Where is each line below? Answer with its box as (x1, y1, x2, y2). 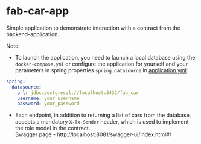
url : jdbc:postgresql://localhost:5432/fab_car (17, 89, 139, 96)
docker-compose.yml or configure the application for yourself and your (14, 60, 188, 67)
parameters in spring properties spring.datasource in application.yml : (14, 66, 188, 74)
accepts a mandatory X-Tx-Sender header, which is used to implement (14, 118, 189, 125)
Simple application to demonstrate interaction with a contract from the (6, 24, 181, 31)
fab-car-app (6, 4, 69, 18)
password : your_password (17, 101, 80, 107)
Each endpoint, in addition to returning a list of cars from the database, (14, 111, 191, 119)
